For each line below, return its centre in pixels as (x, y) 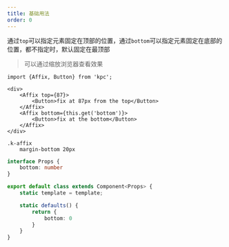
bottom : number (41, 168)
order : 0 (20, 20)
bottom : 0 (58, 218)
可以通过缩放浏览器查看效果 (63, 63)
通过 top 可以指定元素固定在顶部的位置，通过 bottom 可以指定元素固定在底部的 (115, 40)
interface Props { (33, 161)
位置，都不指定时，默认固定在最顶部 (59, 49)
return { (44, 212)
